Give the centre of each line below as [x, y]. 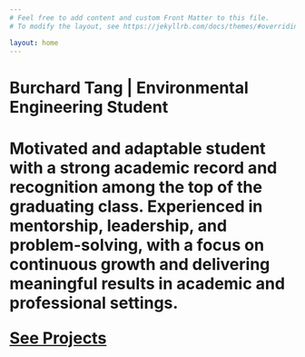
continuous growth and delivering [140, 264]
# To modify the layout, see [64, 26]
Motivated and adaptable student [138, 149]
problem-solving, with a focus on [137, 245]
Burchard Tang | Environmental [129, 88]
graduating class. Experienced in [136, 206]
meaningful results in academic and [148, 283]
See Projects [58, 338]
